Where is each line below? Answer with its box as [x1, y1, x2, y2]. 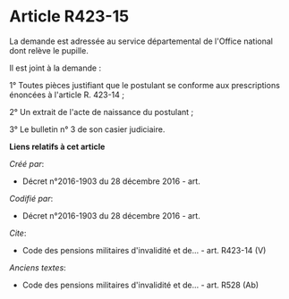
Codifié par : [9, 193, 54, 203]
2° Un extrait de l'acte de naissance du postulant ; [9, 106, 194, 117]
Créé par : [9, 158, 45, 169]
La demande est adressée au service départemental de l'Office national [9, 36, 273, 46]
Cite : [9, 228, 27, 238]
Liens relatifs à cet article [9, 141, 106, 152]
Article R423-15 [9, 6, 130, 27]
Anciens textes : [9, 262, 67, 273]
